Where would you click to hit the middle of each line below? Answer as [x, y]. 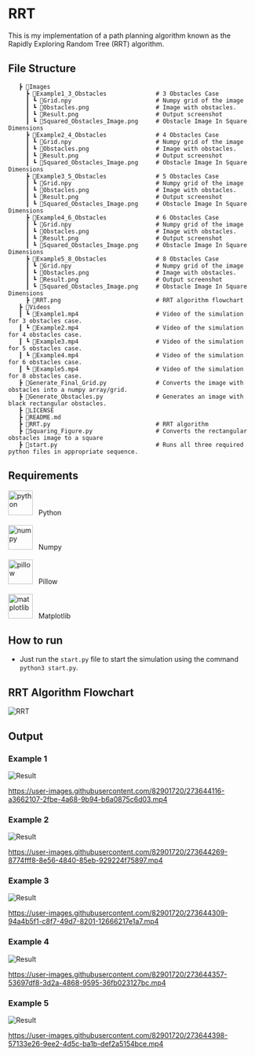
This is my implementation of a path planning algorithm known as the [120, 35]
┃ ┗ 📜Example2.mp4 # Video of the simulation [131, 327]
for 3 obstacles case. [45, 321]
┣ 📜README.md [40, 417]
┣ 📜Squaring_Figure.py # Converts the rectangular [133, 431]
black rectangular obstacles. [58, 403]
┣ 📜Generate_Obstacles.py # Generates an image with [131, 397]
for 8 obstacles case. [45, 376]
